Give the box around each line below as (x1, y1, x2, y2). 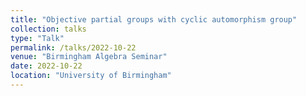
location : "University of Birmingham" (10, 71, 172, 81)
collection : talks (10, 24, 87, 34)
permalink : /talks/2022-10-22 (10, 42, 137, 53)
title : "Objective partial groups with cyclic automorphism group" (10, 14, 298, 25)
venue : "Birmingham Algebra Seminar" (10, 52, 168, 62)
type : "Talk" (10, 33, 65, 43)
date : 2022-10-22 (10, 61, 83, 71)
